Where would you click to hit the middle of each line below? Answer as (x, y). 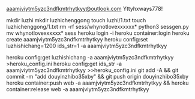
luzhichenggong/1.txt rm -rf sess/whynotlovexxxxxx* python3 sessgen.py (97, 27)
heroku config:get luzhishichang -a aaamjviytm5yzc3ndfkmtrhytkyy (90, 57)
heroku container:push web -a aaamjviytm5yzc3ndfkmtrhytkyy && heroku (97, 83)
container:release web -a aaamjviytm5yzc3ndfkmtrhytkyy (78, 89)
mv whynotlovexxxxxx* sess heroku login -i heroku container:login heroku (98, 33)
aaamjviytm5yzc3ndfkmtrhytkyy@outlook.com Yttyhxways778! (85, 9)
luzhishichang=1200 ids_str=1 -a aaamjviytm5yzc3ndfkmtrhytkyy (87, 46)
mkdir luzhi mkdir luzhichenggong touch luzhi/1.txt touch (76, 20)
